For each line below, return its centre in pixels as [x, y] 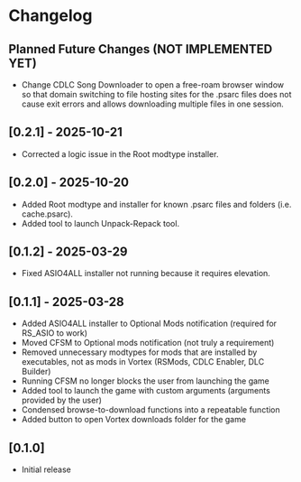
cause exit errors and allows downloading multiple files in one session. [153, 104]
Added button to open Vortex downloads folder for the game [134, 420]
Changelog [50, 16]
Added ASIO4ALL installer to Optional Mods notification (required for [149, 324]
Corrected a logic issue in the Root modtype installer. [120, 153]
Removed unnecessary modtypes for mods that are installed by [139, 352]
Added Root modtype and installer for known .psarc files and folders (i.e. [156, 204]
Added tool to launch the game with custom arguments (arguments [146, 391]
